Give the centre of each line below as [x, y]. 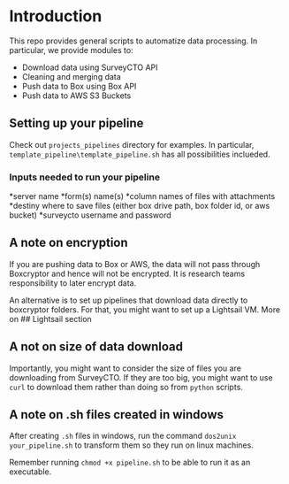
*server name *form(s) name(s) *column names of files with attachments [142, 196]
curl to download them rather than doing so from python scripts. [126, 387]
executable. [30, 472]
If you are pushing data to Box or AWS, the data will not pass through [135, 264]
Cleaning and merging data [71, 76]
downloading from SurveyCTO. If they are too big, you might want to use [141, 377]
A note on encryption [68, 243]
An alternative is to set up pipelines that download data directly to [129, 300]
